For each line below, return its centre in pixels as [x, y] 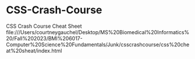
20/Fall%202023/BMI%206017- [44, 38]
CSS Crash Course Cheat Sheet [44, 26]
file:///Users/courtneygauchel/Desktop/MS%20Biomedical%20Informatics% [98, 32]
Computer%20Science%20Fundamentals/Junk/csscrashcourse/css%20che [98, 45]
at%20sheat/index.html [34, 50]
